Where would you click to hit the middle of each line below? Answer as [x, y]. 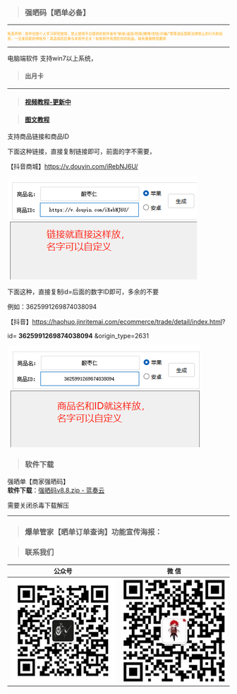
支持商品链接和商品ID [38, 136]
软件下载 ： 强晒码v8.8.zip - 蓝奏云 [56, 490]
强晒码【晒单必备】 [57, 12]
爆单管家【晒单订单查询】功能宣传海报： [93, 532]
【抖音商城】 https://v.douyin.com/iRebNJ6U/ [73, 167]
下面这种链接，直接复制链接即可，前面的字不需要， [81, 152]
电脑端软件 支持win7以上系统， [52, 59]
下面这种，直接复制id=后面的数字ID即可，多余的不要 [83, 292]
